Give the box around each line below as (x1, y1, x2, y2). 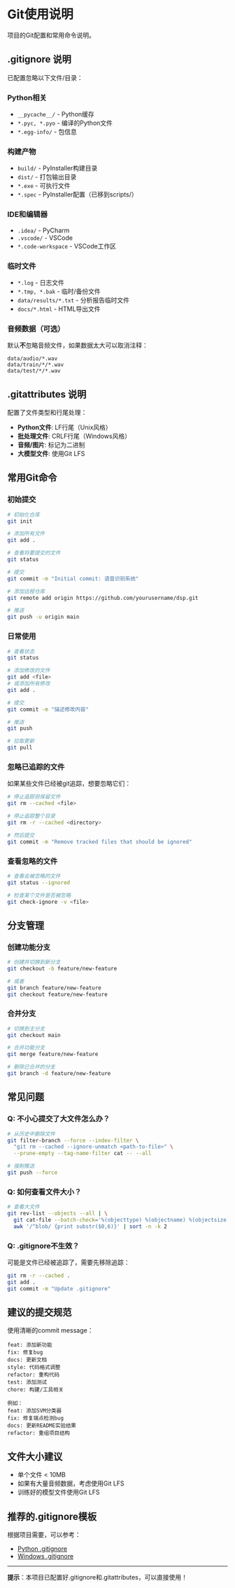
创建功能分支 (7, 942, 51, 952)
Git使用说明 (7, 6, 73, 22)
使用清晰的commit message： (7, 1326, 94, 1335)
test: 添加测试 (7, 1379, 48, 1386)
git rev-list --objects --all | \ (7, 1210, 108, 1217)
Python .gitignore (17, 1544, 68, 1553)
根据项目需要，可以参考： (7, 1530, 81, 1539)
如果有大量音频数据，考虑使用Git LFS (17, 1479, 124, 1488)
